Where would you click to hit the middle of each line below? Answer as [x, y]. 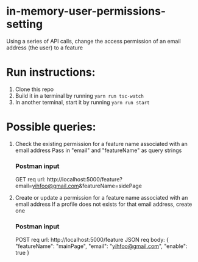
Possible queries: [51, 127]
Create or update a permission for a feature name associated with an [101, 198]
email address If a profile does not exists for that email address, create [104, 204]
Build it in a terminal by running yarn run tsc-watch [80, 95]
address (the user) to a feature [45, 48]
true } [22, 253]
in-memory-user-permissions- [86, 11]
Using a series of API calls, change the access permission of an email [94, 41]
